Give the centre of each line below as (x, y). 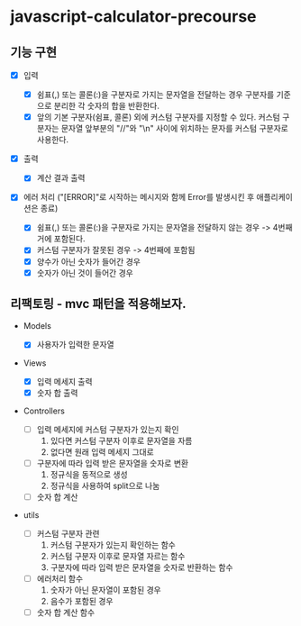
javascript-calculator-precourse (133, 17)
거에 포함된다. (61, 239)
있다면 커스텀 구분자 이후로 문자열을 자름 (121, 440)
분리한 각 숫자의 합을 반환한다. (107, 106)
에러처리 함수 (60, 578)
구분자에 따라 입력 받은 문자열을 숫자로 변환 (112, 463)
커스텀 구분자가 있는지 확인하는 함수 (113, 544)
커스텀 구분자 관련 (68, 533)
